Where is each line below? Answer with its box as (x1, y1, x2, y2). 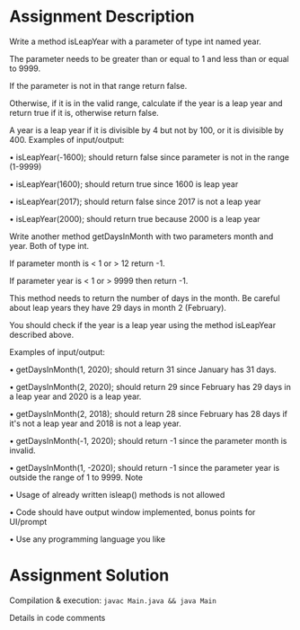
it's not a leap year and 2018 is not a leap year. (9, 418, 181, 429)
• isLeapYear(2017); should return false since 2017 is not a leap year (9, 196, 261, 207)
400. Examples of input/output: (9, 134, 125, 145)
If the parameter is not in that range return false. (9, 80, 188, 91)
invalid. (9, 445, 36, 456)
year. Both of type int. (9, 240, 90, 251)
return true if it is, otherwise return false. (9, 107, 159, 118)
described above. (9, 329, 75, 340)
